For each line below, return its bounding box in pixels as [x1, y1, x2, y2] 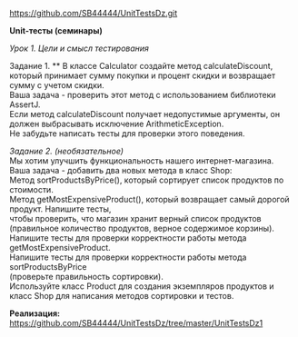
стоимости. [9, 184, 55, 194]
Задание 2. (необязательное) [9, 145, 124, 156]
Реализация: [9, 308, 61, 319]
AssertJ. [9, 99, 41, 110]
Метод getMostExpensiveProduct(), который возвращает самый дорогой [9, 194, 290, 204]
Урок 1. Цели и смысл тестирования [9, 43, 150, 54]
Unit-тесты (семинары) [9, 25, 103, 35]
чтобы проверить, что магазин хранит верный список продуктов [9, 213, 262, 223]
